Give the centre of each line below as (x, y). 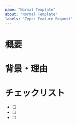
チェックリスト (35, 93)
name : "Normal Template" (30, 10)
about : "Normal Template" (31, 14)
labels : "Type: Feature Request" (39, 19)
